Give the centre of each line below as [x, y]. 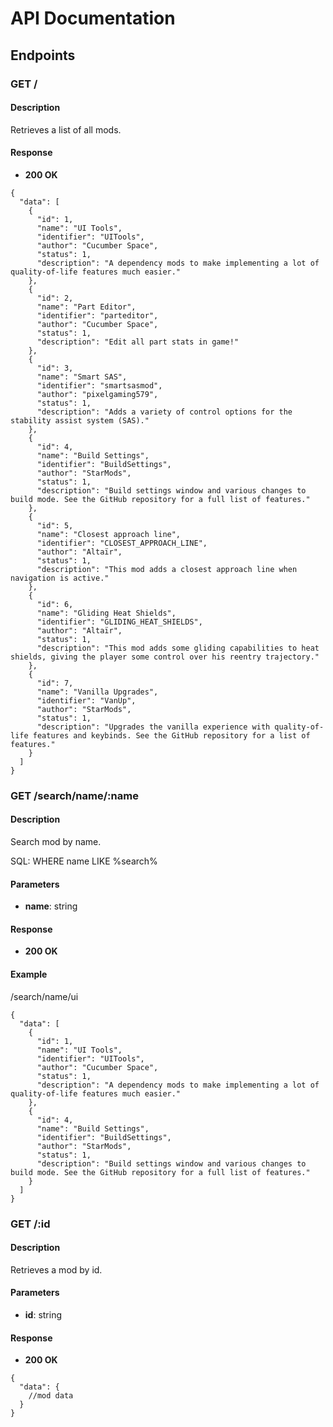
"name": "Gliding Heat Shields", [106, 613]
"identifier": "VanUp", [86, 700]
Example [29, 974]
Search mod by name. [56, 842]
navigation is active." [60, 578]
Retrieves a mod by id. [56, 1269]
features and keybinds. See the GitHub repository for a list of [171, 735]
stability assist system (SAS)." [80, 420]
